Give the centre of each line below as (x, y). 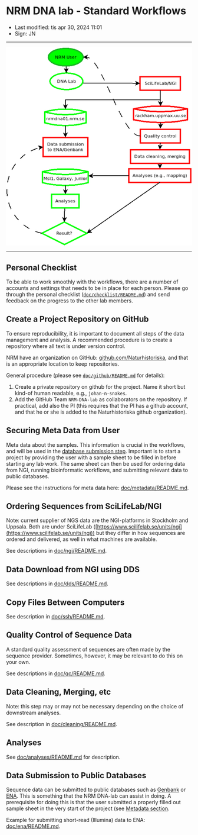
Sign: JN (25, 33)
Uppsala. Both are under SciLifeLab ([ (52, 527)
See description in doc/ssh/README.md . (56, 617)
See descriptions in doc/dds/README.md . (57, 583)
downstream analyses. (34, 713)
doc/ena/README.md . (33, 826)
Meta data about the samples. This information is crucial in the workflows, (96, 444)
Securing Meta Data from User (63, 431)
